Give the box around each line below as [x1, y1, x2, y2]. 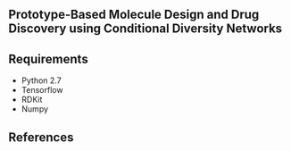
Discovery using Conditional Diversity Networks [8, 21, 283, 37]
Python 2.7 [21, 75, 62, 86]
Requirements [8, 51, 88, 66]
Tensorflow [21, 85, 63, 96]
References [8, 130, 74, 145]
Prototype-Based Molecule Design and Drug [8, 7, 260, 22]
